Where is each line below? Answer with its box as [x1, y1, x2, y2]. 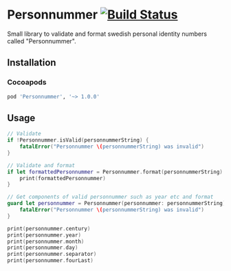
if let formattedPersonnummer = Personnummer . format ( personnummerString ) [7, 169, 223, 175]
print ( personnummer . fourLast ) [7, 257, 94, 264]
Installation [7, 57, 56, 69]
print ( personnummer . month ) [7, 238, 85, 245]
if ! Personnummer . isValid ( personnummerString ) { [7, 137, 149, 144]
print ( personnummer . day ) [7, 244, 78, 251]
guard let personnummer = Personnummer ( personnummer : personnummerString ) [7, 200, 226, 207]
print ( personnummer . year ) [7, 231, 81, 239]
